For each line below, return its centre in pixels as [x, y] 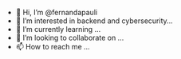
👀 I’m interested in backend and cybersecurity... [94, 21]
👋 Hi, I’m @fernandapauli [57, 12]
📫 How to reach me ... [53, 47]
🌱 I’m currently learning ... [58, 29]
